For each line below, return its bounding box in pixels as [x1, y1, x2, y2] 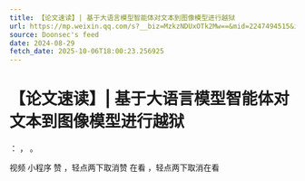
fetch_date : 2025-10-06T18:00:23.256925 [9, 47, 165, 56]
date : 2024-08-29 [9, 38, 75, 48]
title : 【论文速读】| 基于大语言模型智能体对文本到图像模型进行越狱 [9, 13, 236, 23]
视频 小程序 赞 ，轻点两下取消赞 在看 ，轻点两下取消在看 [9, 162, 220, 173]
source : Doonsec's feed [9, 30, 100, 39]
